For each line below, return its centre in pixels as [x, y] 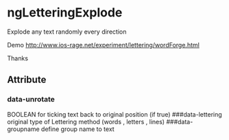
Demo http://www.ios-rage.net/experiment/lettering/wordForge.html [104, 45]
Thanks [18, 58]
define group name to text [77, 129]
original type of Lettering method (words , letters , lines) [86, 121]
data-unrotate [31, 100]
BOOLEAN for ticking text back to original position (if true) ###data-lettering [115, 114]
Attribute [27, 80]
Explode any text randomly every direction [67, 32]
